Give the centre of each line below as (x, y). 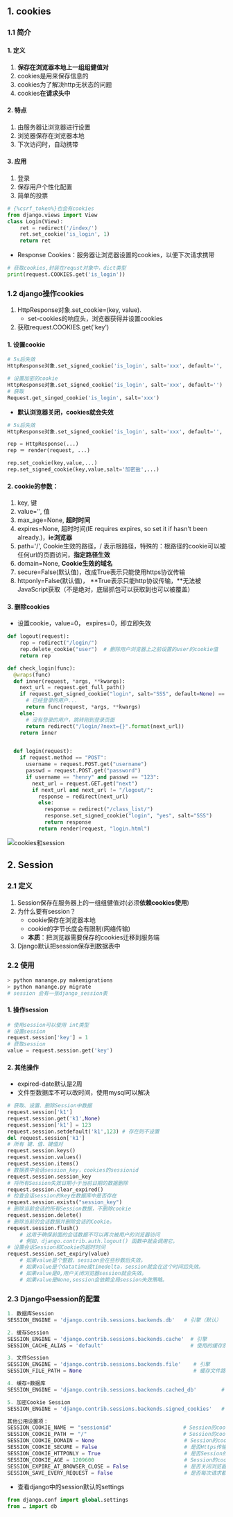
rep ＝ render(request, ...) (49, 451)
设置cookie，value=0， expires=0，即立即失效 (84, 623)
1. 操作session (28, 1010)
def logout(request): (38, 636)
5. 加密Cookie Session (39, 1402)
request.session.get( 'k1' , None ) (54, 1118)
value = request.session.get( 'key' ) (60, 1051)
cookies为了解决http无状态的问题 (64, 84)
